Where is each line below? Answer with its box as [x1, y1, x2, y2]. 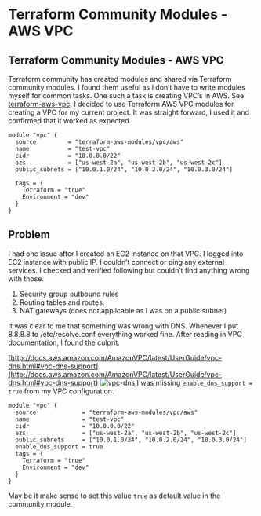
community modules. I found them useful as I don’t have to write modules [8, 82, 245, 92]
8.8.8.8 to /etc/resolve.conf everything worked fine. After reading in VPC [8, 329, 243, 339]
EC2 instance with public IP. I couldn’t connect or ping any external [8, 257, 225, 266]
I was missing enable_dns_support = [136, 378, 253, 387]
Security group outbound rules [19, 289, 119, 298]
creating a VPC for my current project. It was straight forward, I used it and [8, 108, 249, 117]
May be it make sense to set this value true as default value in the [8, 491, 221, 500]
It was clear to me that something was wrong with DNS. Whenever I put [8, 320, 239, 331]
